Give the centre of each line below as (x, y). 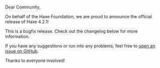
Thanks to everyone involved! (35, 60)
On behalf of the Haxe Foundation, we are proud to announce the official (79, 16)
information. (17, 36)
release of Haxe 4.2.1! (27, 22)
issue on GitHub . (22, 51)
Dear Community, (23, 7)
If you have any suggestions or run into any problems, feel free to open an (80, 46)
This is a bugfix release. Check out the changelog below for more (71, 31)
